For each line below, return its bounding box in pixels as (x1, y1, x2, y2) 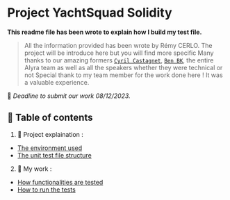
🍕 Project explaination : (17, 130, 83, 138)
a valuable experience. (24, 78, 90, 86)
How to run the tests (17, 185, 76, 194)
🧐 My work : (17, 165, 52, 173)
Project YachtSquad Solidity (7, 5, 172, 21)
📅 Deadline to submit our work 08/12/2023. (7, 92, 131, 100)
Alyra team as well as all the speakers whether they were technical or (24, 63, 223, 72)
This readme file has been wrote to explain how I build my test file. (7, 28, 202, 36)
